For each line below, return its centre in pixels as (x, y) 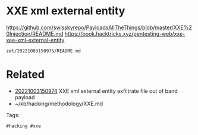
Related (25, 75)
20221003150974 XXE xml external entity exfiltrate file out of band (96, 91)
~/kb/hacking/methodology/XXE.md (59, 103)
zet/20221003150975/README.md (44, 51)
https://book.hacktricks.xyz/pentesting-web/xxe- (125, 33)
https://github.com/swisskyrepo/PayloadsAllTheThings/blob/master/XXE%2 (99, 27)
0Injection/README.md (35, 33)
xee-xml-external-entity (35, 40)
